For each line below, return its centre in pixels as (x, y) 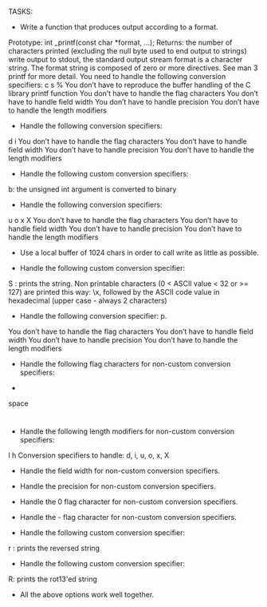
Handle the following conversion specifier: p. (93, 316)
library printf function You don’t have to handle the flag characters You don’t (133, 93)
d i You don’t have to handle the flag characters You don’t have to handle (128, 141)
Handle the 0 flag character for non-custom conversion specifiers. (129, 502)
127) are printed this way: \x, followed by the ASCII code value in (114, 292)
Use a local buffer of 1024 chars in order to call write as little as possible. (139, 252)
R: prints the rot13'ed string (53, 579)
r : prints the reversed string (54, 548)
